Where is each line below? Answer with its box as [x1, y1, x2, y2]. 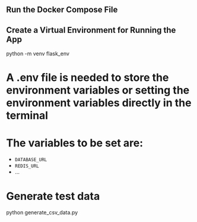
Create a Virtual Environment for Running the [6, 25, 176, 35]
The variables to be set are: [6, 136, 144, 149]
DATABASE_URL [14, 157, 47, 163]
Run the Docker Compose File [6, 5, 118, 15]
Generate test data [6, 189, 100, 203]
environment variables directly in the [6, 96, 192, 110]
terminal [6, 109, 49, 123]
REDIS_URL [14, 163, 40, 169]
